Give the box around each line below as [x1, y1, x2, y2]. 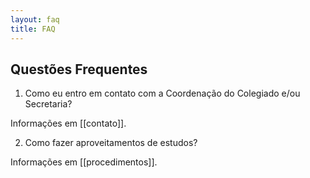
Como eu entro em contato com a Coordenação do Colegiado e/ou [24, 87, 301, 100]
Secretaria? [24, 98, 73, 110]
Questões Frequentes [10, 61, 148, 78]
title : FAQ [10, 24, 56, 34]
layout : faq [10, 14, 60, 25]
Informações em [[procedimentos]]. [10, 156, 158, 168]
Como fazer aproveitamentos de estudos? [24, 137, 198, 149]
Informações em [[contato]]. [10, 117, 127, 130]
